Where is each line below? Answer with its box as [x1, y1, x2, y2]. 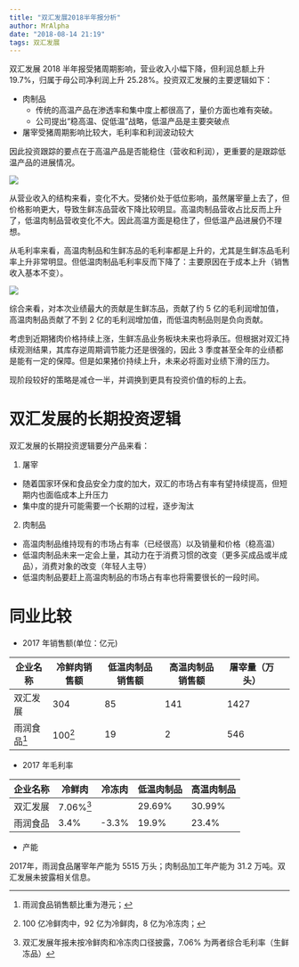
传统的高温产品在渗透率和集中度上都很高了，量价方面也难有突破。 [35, 104, 278, 116]
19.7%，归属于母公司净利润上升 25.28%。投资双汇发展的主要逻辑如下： [9, 75, 273, 86]
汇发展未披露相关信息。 [9, 872, 95, 883]
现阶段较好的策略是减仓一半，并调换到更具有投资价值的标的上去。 [9, 375, 251, 385]
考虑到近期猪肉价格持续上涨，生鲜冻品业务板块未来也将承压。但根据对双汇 [9, 334, 282, 344]
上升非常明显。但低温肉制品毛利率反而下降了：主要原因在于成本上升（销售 [16, 256, 290, 268]
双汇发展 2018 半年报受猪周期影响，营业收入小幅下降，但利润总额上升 [9, 63, 265, 74]
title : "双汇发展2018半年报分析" [9, 12, 122, 22]
